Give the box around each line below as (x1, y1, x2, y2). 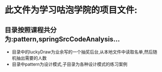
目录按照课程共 (4, 26, 50, 34)
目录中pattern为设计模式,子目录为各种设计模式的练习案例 (11, 61, 128, 67)
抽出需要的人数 (16, 55, 47, 61)
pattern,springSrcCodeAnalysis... (13, 35, 120, 43)
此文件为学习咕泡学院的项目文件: (4, 4, 138, 16)
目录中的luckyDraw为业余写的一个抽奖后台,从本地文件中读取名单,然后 (11, 49, 153, 55)
